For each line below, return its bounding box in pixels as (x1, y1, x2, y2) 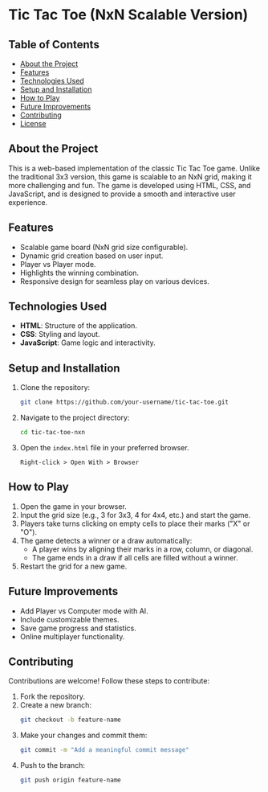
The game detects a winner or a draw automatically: (19, 536, 193, 545)
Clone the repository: (19, 383, 91, 392)
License (19, 119, 47, 128)
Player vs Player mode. (19, 259, 96, 269)
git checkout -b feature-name (19, 716, 122, 724)
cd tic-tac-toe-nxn (19, 429, 86, 437)
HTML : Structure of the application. (19, 321, 138, 330)
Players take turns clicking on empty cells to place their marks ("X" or (19, 519, 250, 528)
